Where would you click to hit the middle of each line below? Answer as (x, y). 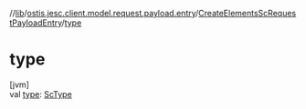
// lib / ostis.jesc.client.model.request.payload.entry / (104, 13)
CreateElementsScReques (247, 13)
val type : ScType (41, 94)
